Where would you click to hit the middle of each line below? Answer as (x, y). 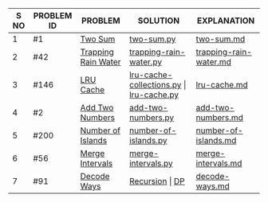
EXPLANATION (226, 21)
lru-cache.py (154, 95)
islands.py (148, 140)
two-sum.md (221, 39)
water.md (213, 62)
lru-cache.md (222, 85)
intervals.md (219, 163)
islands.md (216, 140)
